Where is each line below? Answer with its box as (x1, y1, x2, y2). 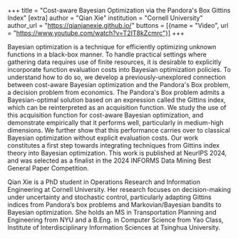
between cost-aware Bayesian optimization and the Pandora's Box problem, (7, 81, 230, 88)
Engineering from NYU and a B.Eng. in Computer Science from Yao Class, (7, 215, 224, 224)
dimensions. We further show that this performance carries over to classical (7, 126, 230, 134)
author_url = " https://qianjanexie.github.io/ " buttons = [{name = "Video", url (7, 21, 229, 29)
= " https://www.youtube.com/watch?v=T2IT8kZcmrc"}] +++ (7, 29, 185, 37)
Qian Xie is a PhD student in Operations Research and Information (7, 178, 201, 186)
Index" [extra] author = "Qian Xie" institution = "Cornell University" (7, 14, 203, 22)
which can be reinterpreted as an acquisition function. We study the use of (7, 103, 227, 111)
